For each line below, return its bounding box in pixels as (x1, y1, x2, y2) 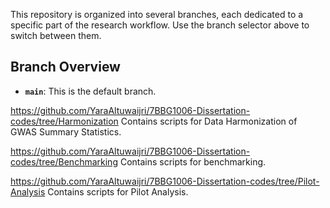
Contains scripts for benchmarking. (119, 155, 267, 168)
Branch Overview (10, 59, 121, 76)
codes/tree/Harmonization (10, 115, 119, 127)
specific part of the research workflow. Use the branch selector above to (10, 19, 310, 31)
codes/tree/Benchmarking (10, 155, 118, 168)
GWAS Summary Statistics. (10, 125, 122, 138)
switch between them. (10, 30, 102, 41)
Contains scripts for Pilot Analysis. (47, 185, 189, 198)
